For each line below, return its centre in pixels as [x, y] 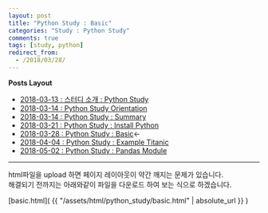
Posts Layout [30, 83]
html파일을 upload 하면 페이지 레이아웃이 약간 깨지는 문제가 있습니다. [116, 174]
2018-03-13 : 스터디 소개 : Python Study [84, 99]
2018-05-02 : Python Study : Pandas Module [93, 150]
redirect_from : [33, 53]
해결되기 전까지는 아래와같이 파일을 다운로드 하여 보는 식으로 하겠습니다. [120, 184]
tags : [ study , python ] [46, 45]
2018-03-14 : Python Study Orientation [83, 108]
